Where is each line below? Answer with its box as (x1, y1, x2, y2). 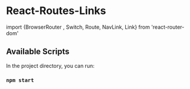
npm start (6, 77, 34, 83)
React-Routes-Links (6, 4, 106, 18)
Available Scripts (6, 47, 69, 57)
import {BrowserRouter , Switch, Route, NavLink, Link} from (6, 23, 150, 30)
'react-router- (151, 23, 185, 30)
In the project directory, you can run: (6, 62, 95, 69)
